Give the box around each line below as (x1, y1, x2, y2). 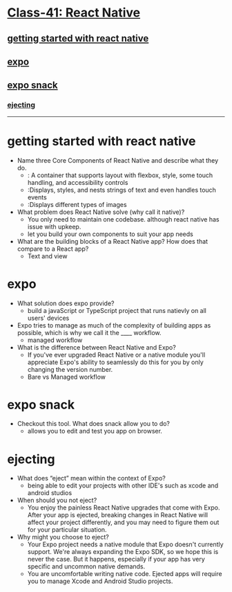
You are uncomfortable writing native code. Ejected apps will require (27, 570, 222, 578)
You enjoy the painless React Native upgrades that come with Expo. (27, 503, 220, 512)
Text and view (27, 251, 68, 260)
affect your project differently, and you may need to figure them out (27, 518, 220, 527)
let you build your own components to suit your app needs (27, 230, 193, 238)
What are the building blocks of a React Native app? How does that (17, 237, 209, 245)
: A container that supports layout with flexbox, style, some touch (27, 171, 213, 179)
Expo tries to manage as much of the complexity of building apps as (17, 321, 211, 330)
